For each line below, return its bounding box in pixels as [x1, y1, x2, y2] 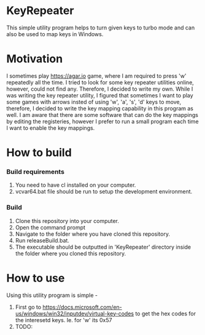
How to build [6, 146, 72, 160]
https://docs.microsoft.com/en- [42, 303, 122, 311]
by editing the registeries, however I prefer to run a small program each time [6, 118, 199, 125]
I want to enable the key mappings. [6, 124, 95, 132]
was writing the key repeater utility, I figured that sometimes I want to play [6, 91, 193, 99]
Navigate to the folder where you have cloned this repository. [15, 230, 171, 238]
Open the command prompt [15, 224, 86, 231]
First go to [15, 303, 42, 311]
